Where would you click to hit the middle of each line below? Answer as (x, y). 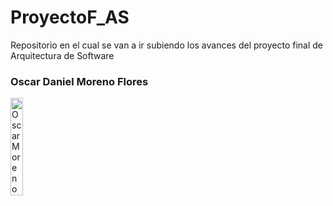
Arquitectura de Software (62, 55)
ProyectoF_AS (70, 17)
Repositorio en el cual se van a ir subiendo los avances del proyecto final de (167, 45)
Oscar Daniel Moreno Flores (79, 81)
